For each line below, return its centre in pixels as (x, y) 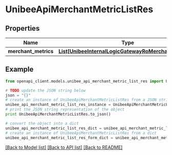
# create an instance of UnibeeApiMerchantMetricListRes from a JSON (81, 100)
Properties (23, 28)
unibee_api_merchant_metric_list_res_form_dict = (59, 138)
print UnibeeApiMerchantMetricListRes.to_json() (58, 114)
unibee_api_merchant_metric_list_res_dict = (53, 128)
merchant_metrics (31, 51)
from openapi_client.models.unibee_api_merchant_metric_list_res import (84, 81)
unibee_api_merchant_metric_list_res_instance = (58, 105)
